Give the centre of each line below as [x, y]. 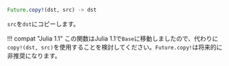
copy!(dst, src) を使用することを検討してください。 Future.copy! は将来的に [115, 47]
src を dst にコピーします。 [43, 23]
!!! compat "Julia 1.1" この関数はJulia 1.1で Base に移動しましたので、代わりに [113, 38]
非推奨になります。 [34, 56]
